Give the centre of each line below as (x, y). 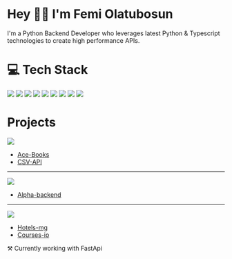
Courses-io (33, 235)
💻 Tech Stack (48, 70)
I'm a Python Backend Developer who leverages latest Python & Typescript (114, 33)
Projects (32, 123)
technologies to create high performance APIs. (74, 40)
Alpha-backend (39, 194)
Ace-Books (33, 154)
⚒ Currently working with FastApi (55, 248)
